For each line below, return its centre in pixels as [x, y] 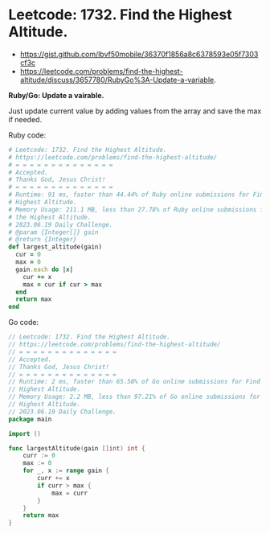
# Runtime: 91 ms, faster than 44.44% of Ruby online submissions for [129, 195]
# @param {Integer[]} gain [53, 232]
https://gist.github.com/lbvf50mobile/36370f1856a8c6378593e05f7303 [139, 54]
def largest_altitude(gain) [55, 247]
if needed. [25, 119]
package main [30, 419]
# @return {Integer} [43, 240]
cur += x [37, 277]
